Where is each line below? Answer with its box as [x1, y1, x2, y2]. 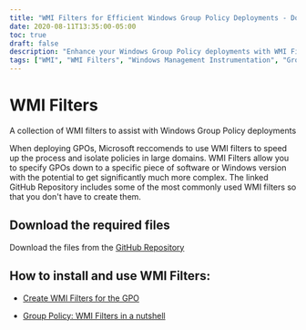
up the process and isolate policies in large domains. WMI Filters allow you [9, 152, 290, 163]
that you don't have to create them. [9, 191, 141, 201]
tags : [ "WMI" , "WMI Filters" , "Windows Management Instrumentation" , [9, 56, 280, 65]
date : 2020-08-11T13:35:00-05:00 [9, 22, 137, 31]
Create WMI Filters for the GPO [22, 293, 139, 304]
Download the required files [9, 218, 170, 233]
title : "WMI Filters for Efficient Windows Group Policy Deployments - [9, 13, 287, 23]
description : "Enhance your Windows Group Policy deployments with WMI [9, 47, 287, 57]
